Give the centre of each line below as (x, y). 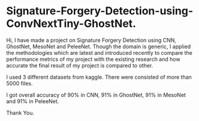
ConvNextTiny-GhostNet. (71, 24)
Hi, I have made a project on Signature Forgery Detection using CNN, (91, 40)
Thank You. (20, 113)
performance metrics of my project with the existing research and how (94, 59)
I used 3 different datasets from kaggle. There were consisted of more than (99, 77)
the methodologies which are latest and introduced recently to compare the (99, 52)
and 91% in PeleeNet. (33, 101)
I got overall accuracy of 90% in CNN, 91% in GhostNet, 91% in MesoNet (96, 95)
